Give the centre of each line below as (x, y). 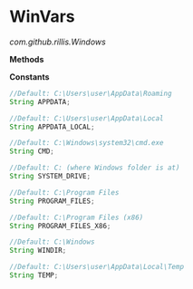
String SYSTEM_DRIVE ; (50, 177)
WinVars (42, 17)
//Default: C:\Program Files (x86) (77, 217)
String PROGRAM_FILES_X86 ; (60, 226)
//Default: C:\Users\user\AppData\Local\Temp (96, 267)
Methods (27, 59)
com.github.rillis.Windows (58, 42)
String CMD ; (32, 151)
